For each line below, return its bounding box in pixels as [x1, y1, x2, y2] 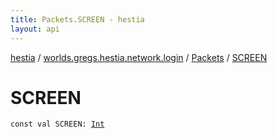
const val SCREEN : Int [10, 119, 105, 130]
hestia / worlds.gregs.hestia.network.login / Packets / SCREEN [10, 51, 268, 63]
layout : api [10, 24, 60, 34]
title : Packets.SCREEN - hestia [10, 14, 145, 25]
